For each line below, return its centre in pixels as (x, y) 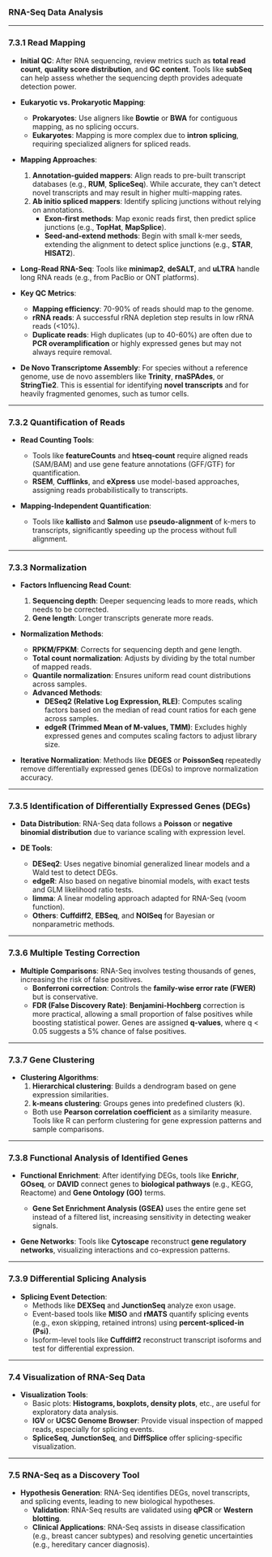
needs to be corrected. (70, 610)
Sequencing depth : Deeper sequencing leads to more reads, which (145, 601)
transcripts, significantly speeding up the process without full (134, 530)
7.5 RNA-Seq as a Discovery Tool (74, 1475)
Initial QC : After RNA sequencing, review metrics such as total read (133, 60)
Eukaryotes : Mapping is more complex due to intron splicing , (135, 135)
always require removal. (72, 352)
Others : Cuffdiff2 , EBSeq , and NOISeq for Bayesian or (123, 915)
